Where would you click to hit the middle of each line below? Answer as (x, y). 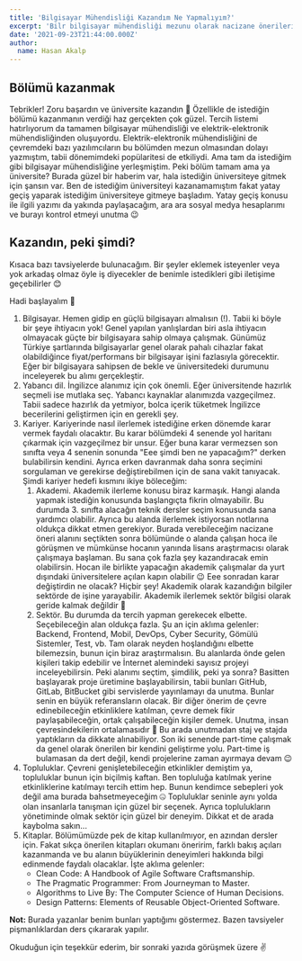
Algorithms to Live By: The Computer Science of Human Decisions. (160, 893)
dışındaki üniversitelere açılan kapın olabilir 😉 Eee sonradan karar (158, 576)
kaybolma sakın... (55, 825)
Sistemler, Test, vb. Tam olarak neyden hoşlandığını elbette (145, 643)
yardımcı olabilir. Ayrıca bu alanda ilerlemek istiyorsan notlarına (152, 519)
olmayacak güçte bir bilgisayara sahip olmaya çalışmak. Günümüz (144, 337)
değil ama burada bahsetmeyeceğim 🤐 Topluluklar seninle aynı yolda (150, 796)
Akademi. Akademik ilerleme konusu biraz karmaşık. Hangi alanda (158, 490)
